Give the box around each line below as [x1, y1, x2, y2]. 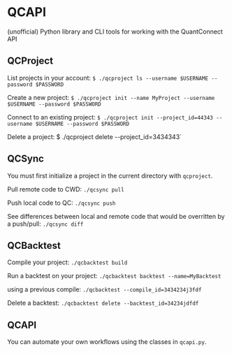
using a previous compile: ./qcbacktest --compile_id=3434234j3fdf [7, 285, 202, 294]
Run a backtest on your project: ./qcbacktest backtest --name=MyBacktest [7, 272, 222, 280]
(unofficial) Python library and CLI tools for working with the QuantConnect [7, 27, 224, 36]
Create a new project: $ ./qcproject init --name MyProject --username [7, 93, 215, 101]
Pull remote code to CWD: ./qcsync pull [7, 185, 124, 193]
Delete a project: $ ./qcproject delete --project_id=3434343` [7, 132, 182, 141]
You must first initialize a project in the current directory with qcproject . [7, 171, 213, 180]
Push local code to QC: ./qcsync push [7, 199, 116, 207]
